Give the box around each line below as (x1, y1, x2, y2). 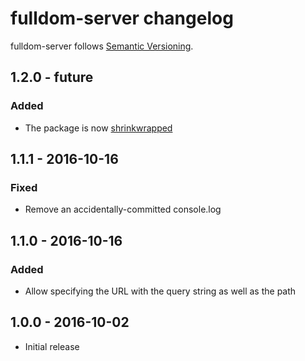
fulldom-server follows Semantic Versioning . (10, 40, 194, 52)
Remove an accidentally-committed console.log (24, 203, 222, 216)
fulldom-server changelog (10, 7, 234, 30)
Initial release (24, 340, 80, 352)
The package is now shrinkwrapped (24, 122, 173, 134)
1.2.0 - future (10, 69, 94, 86)
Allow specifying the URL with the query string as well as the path (24, 285, 297, 297)
